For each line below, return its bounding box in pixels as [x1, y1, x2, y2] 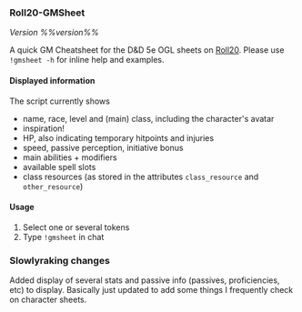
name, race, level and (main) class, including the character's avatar [22, 113, 275, 124]
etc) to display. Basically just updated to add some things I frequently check [9, 285, 294, 295]
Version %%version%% [9, 27, 100, 38]
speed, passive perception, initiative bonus [22, 142, 184, 153]
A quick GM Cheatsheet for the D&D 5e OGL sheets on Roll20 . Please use [9, 45, 285, 55]
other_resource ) [22, 180, 84, 192]
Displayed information [9, 75, 96, 86]
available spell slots [22, 161, 96, 172]
